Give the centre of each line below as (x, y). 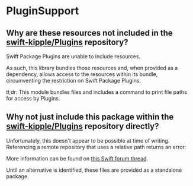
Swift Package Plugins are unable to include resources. (73, 56)
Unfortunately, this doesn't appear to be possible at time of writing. (88, 140)
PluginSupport (43, 11)
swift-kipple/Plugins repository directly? (83, 126)
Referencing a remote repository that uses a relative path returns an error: (96, 147)
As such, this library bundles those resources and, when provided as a (92, 68)
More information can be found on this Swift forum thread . (77, 158)
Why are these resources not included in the (89, 33)
